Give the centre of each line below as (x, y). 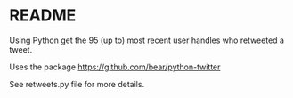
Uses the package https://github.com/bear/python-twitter (115, 67)
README (43, 16)
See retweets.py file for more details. (77, 84)
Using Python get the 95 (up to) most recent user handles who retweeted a (147, 40)
